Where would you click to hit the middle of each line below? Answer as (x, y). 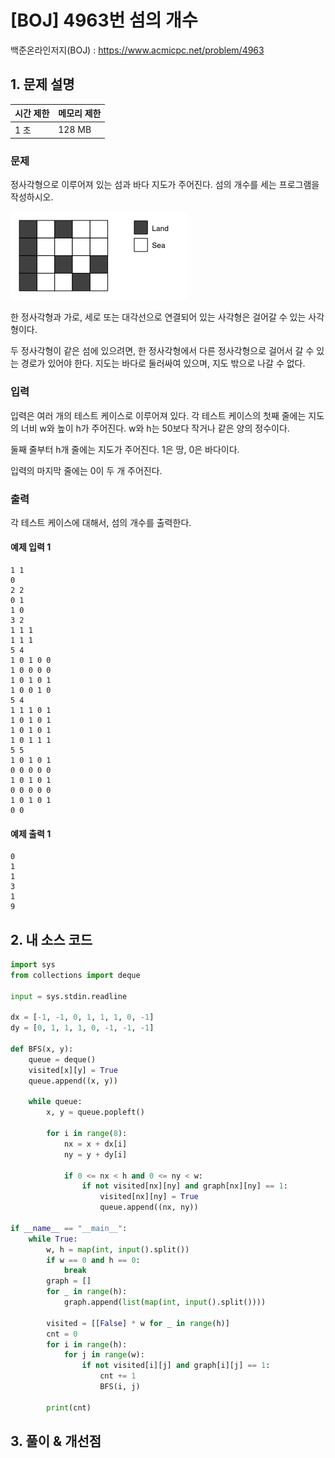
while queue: (55, 1102)
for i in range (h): (87, 1344)
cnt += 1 (118, 1376)
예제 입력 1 (31, 547)
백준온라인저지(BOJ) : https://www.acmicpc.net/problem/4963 (137, 50)
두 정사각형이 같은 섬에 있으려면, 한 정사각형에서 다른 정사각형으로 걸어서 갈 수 (162, 351)
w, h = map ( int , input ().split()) (118, 1249)
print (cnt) (69, 1407)
